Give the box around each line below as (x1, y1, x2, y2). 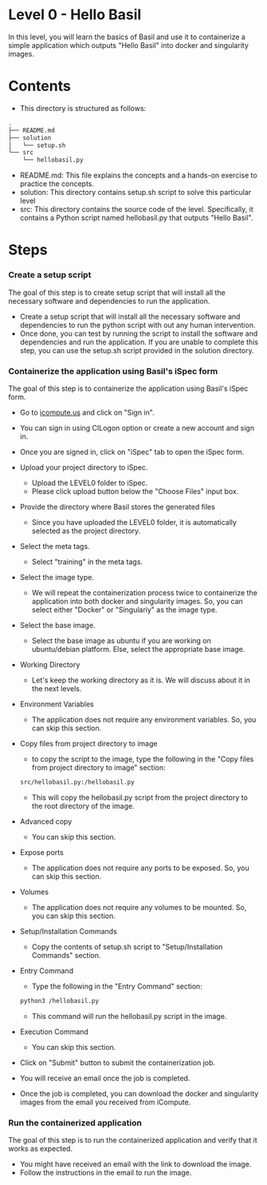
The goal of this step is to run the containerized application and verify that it (8, 1135, 257, 1144)
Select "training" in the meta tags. (31, 557, 143, 567)
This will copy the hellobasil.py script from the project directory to (31, 793, 249, 802)
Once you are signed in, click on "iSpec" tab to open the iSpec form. (19, 447, 245, 456)
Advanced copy (19, 817, 73, 826)
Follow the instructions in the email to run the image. (19, 1167, 192, 1177)
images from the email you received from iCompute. (19, 1097, 191, 1107)
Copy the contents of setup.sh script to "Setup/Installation (31, 941, 223, 952)
